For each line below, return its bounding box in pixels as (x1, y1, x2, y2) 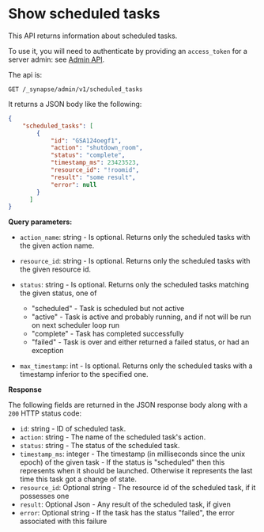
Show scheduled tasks (8, 5, 160, 23)
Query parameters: (8, 217, 73, 226)
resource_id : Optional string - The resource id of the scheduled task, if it (19, 483, 256, 492)
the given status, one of (19, 288, 97, 298)
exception (31, 346, 65, 355)
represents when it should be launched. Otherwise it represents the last (19, 466, 253, 476)
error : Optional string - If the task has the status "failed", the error (19, 508, 235, 518)
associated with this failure (19, 516, 107, 526)
